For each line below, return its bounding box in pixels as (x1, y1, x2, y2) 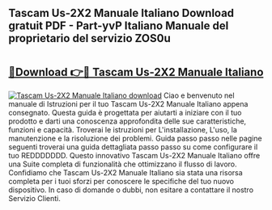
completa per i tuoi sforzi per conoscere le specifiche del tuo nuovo (8, 177, 235, 186)
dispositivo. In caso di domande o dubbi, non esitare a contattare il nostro (8, 185, 253, 195)
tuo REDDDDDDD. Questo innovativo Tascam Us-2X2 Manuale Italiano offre (8, 151, 261, 160)
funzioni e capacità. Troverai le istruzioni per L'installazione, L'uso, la (8, 125, 237, 134)
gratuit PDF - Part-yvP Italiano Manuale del (8, 19, 229, 33)
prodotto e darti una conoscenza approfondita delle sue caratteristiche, (8, 116, 247, 126)
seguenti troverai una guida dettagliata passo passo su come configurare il (8, 142, 258, 152)
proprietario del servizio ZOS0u (8, 31, 172, 45)
